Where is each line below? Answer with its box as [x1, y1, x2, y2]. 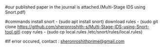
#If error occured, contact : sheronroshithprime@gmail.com [5, 38, 125, 44]
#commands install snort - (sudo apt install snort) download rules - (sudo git [5, 19, 158, 24]
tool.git [5, 29, 19, 34]
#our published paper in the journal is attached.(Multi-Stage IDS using [5, 4, 146, 10]
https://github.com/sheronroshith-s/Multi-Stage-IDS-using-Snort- [17, 24, 149, 30]
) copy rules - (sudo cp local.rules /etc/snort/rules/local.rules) [18, 29, 143, 34]
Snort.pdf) [5, 9, 26, 15]
